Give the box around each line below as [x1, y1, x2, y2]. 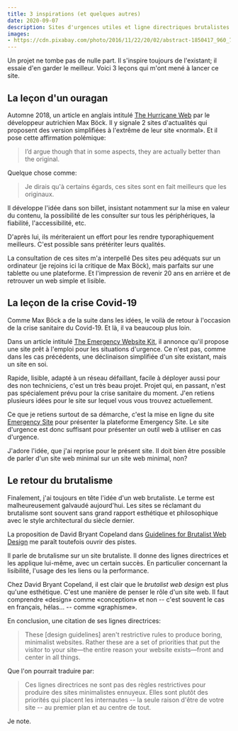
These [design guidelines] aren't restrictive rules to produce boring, [24, 630, 223, 639]
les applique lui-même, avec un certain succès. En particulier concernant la [7, 558, 228, 567]
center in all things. [24, 653, 81, 661]
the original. [24, 154, 60, 163]
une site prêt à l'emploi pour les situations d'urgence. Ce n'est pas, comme [7, 345, 227, 353]
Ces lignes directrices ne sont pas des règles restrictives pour [24, 680, 206, 689]
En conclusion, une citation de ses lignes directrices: [7, 616, 161, 625]
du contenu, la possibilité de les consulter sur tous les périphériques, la [7, 211, 215, 220]
